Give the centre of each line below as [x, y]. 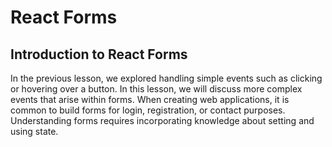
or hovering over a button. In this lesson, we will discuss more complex [156, 89]
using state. [34, 131]
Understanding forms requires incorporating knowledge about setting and [162, 120]
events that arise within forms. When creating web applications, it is [150, 99]
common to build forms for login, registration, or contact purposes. [148, 110]
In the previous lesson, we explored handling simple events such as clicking [166, 78]
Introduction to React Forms [99, 54]
